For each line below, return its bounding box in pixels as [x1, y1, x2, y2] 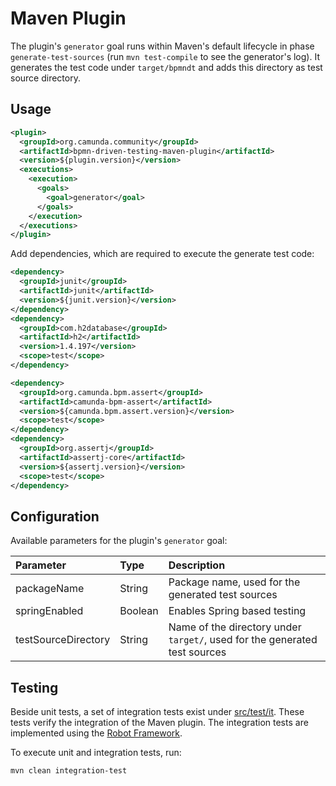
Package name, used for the [168, 575, 301, 589]
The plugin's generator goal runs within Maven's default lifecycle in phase [10, 40, 315, 52]
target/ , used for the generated [168, 633, 318, 647]
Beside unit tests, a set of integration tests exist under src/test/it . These [10, 706, 305, 717]
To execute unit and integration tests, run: [10, 747, 182, 758]
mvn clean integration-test [10, 766, 128, 776]
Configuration [10, 508, 100, 525]
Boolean [119, 604, 159, 618]
